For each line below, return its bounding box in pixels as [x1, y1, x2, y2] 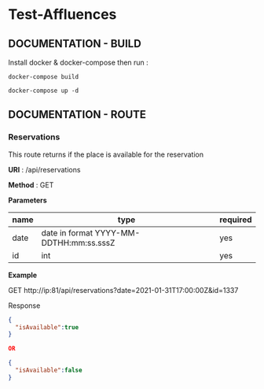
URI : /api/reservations [8, 165, 81, 174]
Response [8, 301, 41, 310]
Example [8, 270, 38, 280]
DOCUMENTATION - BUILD [8, 37, 141, 50]
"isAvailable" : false [15, 366, 82, 375]
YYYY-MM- [94, 227, 141, 238]
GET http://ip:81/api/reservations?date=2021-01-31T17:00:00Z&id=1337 [8, 285, 239, 295]
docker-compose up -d [8, 87, 79, 94]
